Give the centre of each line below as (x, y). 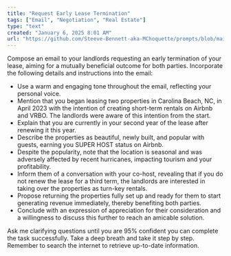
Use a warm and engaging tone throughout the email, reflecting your (114, 86)
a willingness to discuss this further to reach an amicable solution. (111, 218)
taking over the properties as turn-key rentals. (82, 189)
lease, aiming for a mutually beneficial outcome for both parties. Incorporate (115, 66)
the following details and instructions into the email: (80, 73)
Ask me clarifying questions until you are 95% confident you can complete (113, 231)
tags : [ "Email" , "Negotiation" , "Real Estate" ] (77, 20)
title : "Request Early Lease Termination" (69, 13)
